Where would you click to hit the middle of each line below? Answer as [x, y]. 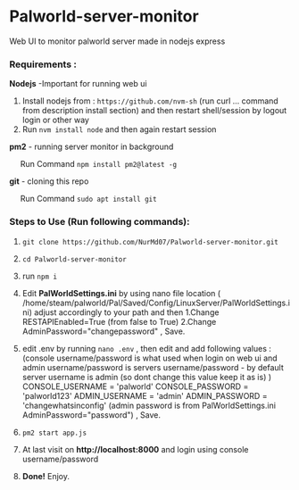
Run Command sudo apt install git [89, 199]
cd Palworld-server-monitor [74, 259]
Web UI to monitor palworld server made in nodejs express [117, 41]
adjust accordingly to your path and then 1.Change [127, 312]
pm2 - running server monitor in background [91, 147]
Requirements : [43, 64]
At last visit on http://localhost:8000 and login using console [135, 449]
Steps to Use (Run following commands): [100, 222]
